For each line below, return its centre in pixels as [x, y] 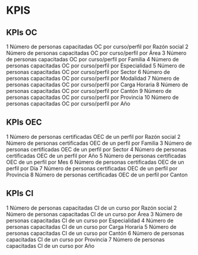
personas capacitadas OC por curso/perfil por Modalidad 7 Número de [93, 78]
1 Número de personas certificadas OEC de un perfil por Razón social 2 [93, 136]
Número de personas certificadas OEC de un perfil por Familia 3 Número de [99, 143]
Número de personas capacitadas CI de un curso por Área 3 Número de [95, 214]
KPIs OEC [24, 122]
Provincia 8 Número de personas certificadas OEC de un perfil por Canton [97, 175]
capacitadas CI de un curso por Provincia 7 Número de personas [86, 240]
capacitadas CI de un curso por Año [51, 245]
